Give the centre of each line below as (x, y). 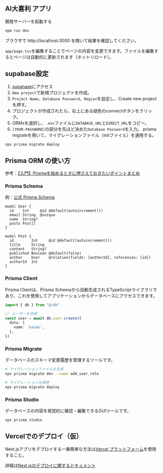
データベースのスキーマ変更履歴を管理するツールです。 (60, 360)
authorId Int (24, 262)
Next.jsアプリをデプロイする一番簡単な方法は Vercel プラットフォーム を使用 (81, 449)
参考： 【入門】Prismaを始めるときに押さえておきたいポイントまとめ (72, 173)
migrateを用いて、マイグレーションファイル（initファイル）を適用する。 (84, 135)
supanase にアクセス (33, 86)
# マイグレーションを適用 (27, 382)
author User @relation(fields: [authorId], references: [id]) (80, 258)
